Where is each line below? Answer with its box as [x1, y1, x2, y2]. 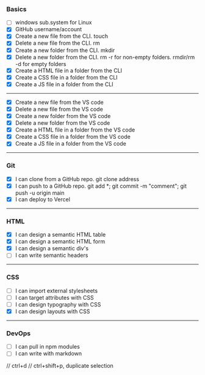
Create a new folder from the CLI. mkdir [15, 46, 115, 54]
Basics [6, 5, 27, 13]
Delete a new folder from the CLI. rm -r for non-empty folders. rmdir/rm [15, 53, 195, 61]
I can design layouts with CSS [15, 308, 90, 315]
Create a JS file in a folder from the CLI [15, 80, 114, 87]
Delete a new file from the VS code [15, 105, 104, 113]
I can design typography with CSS [15, 300, 101, 308]
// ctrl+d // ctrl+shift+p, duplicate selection [6, 362, 114, 369]
